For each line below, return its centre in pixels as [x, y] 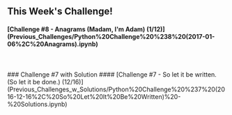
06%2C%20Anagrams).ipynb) [53, 44]
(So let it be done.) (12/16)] [45, 82]
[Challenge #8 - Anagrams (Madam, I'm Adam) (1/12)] [86, 29]
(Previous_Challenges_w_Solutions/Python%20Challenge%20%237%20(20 [116, 89]
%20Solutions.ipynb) [37, 104]
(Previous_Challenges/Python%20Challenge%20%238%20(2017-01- [111, 36]
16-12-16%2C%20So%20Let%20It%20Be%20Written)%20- [94, 96]
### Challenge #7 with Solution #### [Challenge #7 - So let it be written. [112, 74]
